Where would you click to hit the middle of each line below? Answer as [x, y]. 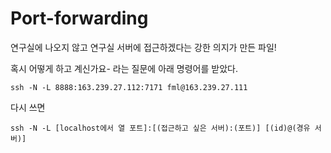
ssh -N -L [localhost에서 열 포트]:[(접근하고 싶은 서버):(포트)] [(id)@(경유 [160, 128]
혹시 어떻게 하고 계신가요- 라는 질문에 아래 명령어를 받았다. [124, 68]
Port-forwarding [79, 18]
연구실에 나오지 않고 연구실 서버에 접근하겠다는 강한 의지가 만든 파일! [143, 47]
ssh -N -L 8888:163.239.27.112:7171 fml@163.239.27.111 [129, 87]
